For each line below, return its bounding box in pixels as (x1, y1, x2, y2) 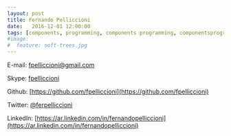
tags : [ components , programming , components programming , (7, 29, 177, 36)
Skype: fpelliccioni (7, 74, 60, 82)
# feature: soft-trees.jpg (7, 42, 88, 49)
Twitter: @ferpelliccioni (7, 101, 73, 109)
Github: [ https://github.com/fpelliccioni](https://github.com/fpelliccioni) (7, 87, 209, 95)
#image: (7, 36, 30, 43)
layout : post (7, 10, 45, 17)
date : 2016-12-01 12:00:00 (7, 23, 91, 30)
